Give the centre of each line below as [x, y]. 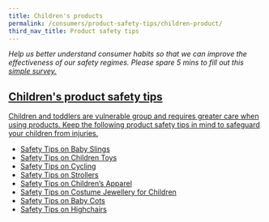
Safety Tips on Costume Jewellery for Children [98, 192]
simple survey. [32, 71]
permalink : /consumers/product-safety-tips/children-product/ [115, 23]
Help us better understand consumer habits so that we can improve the [128, 54]
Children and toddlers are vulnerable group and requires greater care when [134, 116]
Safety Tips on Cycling [58, 166]
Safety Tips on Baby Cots [62, 201]
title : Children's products [56, 16]
